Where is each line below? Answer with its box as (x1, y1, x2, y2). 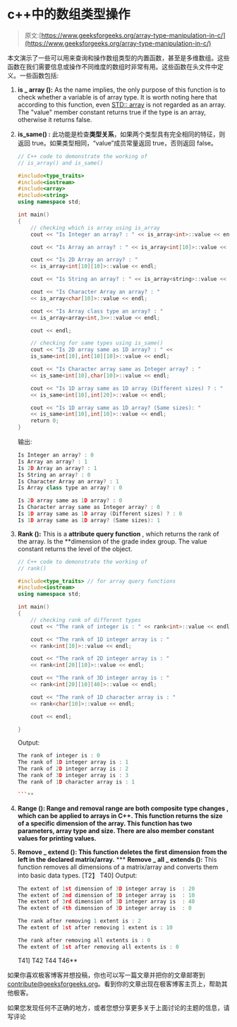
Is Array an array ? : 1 (17, 458, 88, 465)
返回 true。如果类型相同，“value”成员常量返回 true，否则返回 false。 (17, 138, 217, 147)
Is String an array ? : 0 (17, 471, 91, 479)
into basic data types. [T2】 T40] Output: (17, 871, 138, 879)
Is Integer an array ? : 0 (17, 452, 94, 459)
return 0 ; (30, 417, 59, 424)
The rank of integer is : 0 (17, 752, 100, 759)
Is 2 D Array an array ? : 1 (17, 464, 97, 472)
